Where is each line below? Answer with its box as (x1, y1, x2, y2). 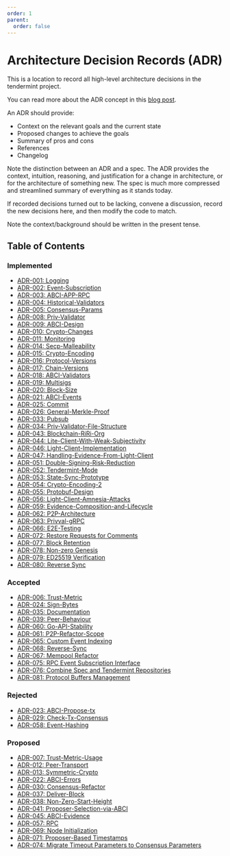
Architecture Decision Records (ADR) (7, 52, 223, 68)
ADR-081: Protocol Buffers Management (16, 674, 131, 682)
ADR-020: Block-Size (16, 385, 77, 394)
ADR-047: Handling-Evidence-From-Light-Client (16, 451, 154, 460)
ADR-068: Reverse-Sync (16, 644, 87, 652)
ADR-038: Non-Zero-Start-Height (16, 797, 112, 805)
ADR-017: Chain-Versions (16, 364, 89, 372)
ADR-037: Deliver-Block (16, 789, 85, 798)
